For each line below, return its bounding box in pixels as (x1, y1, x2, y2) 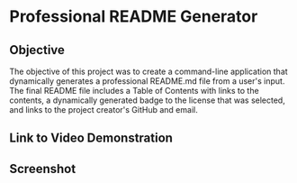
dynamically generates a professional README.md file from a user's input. (9, 76, 285, 87)
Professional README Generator (9, 6, 258, 27)
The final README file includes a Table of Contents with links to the (9, 86, 259, 96)
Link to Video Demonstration (9, 131, 174, 146)
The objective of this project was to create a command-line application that (9, 66, 288, 77)
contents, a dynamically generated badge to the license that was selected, (9, 95, 285, 105)
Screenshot (9, 160, 76, 177)
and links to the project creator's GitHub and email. (9, 105, 198, 114)
